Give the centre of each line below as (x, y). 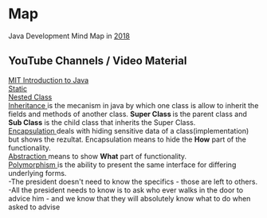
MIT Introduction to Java (49, 80)
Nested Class (30, 97)
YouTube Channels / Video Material (98, 61)
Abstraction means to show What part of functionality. (98, 156)
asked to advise (34, 207)
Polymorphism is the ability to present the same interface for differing (122, 165)
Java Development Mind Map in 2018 (69, 36)
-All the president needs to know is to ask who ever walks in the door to (126, 190)
